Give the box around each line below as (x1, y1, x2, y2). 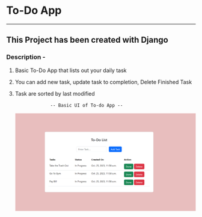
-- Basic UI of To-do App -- (50, 102, 123, 108)
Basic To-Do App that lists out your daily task (14, 67, 127, 74)
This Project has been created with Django (6, 35, 168, 45)
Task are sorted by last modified (14, 90, 95, 97)
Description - (6, 53, 46, 61)
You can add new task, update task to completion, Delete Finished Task (14, 78, 192, 85)
